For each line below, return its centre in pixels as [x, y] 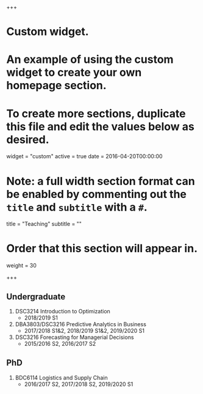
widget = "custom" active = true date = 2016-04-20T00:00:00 [84, 156]
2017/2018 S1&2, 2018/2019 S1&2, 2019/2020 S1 [84, 331]
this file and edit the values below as [101, 126]
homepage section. [56, 86]
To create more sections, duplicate [96, 113]
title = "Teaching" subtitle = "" [44, 224]
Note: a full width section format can [101, 181]
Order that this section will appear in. [102, 249]
